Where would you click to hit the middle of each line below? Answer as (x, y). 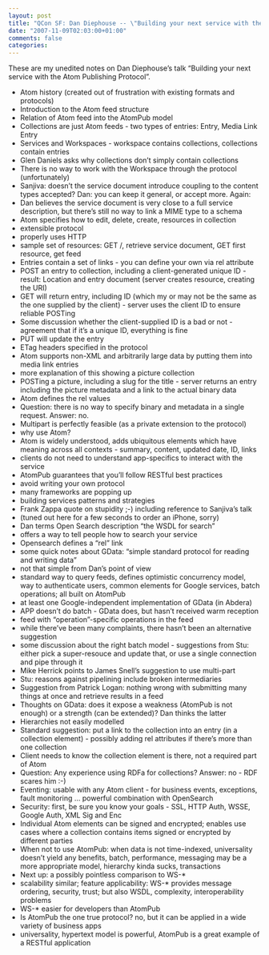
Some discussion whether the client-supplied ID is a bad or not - (126, 322)
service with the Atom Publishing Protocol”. (79, 77)
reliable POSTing (48, 314)
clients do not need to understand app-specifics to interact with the (131, 458)
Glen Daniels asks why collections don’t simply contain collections (129, 160)
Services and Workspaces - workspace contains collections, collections (139, 143)
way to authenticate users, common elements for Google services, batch (140, 586)
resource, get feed (50, 254)
